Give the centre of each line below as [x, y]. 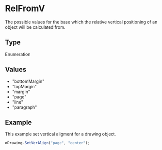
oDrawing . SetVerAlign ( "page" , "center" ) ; [48, 143]
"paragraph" [24, 107]
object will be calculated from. [35, 27]
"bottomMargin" [28, 81]
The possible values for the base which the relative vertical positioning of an [81, 22]
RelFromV [25, 9]
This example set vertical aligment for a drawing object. [61, 134]
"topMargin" [24, 86]
